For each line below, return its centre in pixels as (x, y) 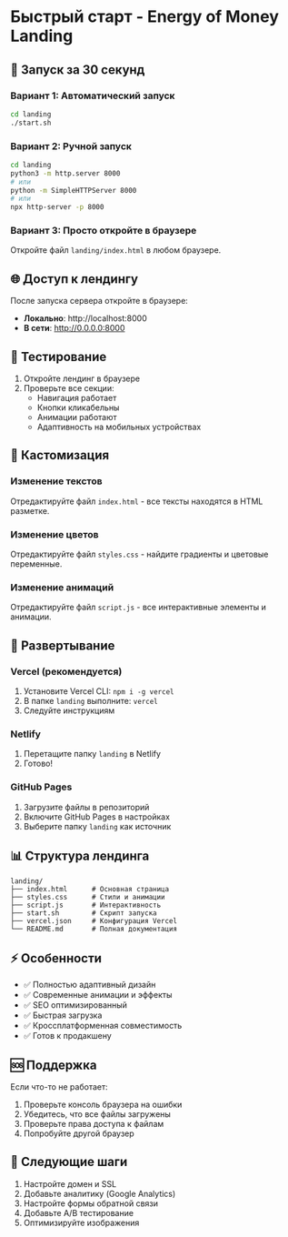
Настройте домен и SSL (70, 1183)
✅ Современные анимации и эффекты (98, 995)
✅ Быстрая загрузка (63, 1015)
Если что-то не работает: (59, 1087)
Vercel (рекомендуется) (66, 671)
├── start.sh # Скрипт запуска (84, 913)
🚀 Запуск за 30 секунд (78, 70)
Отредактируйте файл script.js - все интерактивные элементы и (138, 608)
